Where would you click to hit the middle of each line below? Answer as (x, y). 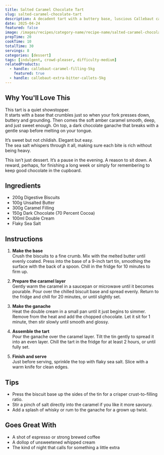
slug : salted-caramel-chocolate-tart (43, 14)
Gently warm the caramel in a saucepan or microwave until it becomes (83, 286)
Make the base (27, 251)
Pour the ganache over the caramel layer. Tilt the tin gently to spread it (83, 337)
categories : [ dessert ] (28, 55)
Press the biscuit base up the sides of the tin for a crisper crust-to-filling (85, 394)
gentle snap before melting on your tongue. (49, 130)
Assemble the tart (31, 331)
